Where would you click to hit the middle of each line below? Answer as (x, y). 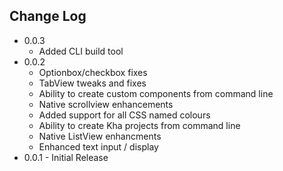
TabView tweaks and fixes (92, 83)
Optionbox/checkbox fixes (93, 72)
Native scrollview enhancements (106, 104)
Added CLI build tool (81, 51)
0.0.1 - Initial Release (66, 157)
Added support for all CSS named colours (124, 115)
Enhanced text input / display (98, 146)
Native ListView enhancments (100, 136)
